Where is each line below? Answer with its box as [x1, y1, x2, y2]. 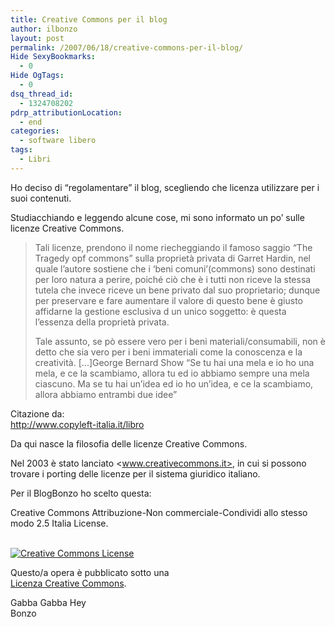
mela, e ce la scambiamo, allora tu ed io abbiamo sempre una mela [34, 367, 310, 379]
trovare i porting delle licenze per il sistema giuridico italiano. [10, 467, 261, 480]
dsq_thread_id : [10, 89, 74, 99]
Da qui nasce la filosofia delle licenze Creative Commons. [10, 437, 248, 450]
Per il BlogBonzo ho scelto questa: [10, 487, 152, 499]
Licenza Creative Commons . [10, 577, 127, 589]
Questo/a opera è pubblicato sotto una [10, 566, 170, 578]
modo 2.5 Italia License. [10, 517, 109, 529]
